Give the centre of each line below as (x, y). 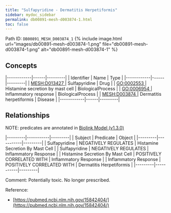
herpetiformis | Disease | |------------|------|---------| (63, 99)
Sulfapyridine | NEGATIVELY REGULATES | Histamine (103, 143)
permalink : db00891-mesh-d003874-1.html (49, 19)
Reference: (17, 190)
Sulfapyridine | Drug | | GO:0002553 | (107, 83)
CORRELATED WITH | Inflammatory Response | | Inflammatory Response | (83, 159)
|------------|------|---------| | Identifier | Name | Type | (64, 78)
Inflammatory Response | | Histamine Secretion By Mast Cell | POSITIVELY (83, 154)
